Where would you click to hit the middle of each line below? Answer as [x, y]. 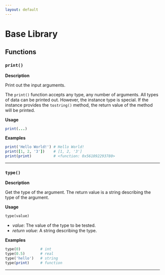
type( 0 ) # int [28, 249]
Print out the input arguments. [35, 85]
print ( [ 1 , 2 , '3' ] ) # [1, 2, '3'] [44, 152]
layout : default [22, 10]
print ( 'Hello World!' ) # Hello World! [45, 147]
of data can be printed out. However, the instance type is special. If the [77, 100]
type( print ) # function [34, 263]
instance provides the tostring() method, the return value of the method [79, 105]
